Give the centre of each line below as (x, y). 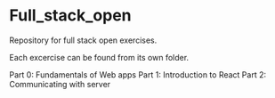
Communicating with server (60, 84)
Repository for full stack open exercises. (83, 40)
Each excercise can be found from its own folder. (99, 57)
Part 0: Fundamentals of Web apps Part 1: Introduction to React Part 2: (138, 74)
